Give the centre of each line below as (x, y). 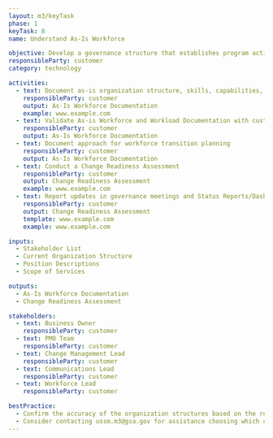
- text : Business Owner (56, 323)
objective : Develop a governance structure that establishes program (129, 54)
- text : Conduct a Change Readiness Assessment (98, 166)
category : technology (45, 69)
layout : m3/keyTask (41, 16)
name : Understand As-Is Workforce (67, 39)
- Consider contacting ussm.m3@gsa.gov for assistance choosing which (138, 421)
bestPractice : (32, 406)
